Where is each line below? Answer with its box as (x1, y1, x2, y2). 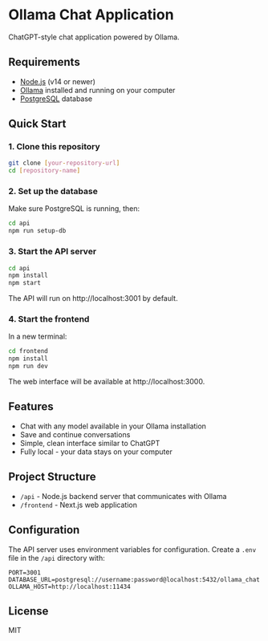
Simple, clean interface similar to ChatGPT (19, 438, 160, 448)
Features (8, 400, 54, 414)
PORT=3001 (8, 568, 42, 577)
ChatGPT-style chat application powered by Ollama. (8, 32, 180, 42)
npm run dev (8, 363, 48, 371)
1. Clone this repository (8, 141, 100, 152)
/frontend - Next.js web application (19, 500, 138, 509)
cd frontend (8, 347, 48, 355)
